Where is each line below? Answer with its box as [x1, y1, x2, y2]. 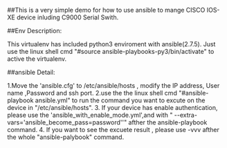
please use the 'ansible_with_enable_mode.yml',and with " [7, 111, 173, 119]
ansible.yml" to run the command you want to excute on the [35, 96, 206, 104]
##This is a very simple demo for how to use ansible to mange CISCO [7, 6, 206, 14]
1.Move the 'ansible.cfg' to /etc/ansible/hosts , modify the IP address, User [7, 82, 220, 89]
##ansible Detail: [7, 68, 55, 76]
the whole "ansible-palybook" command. [7, 133, 125, 141]
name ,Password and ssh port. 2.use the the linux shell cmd [7, 89, 178, 97]
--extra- [174, 111, 197, 119]
